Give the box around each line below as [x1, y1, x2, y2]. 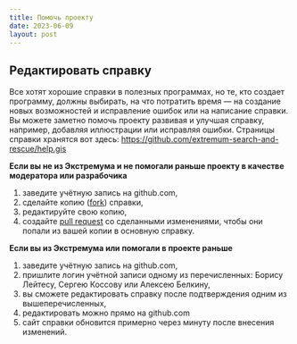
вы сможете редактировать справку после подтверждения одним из [21, 289, 287, 299]
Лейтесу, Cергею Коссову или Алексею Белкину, [21, 279, 211, 290]
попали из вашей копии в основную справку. [21, 225, 194, 237]
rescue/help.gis [9, 144, 67, 155]
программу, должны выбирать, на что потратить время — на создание [9, 96, 281, 107]
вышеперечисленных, [21, 298, 107, 309]
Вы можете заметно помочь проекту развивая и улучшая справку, [9, 115, 265, 126]
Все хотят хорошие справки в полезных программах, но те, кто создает [9, 87, 285, 97]
